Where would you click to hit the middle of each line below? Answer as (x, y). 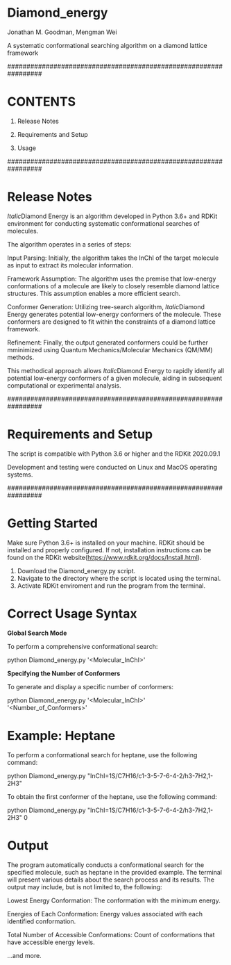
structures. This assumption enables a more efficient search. (94, 293)
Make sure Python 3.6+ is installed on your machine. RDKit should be (106, 543)
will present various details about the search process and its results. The (111, 880)
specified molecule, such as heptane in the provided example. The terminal (114, 872)
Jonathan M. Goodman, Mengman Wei (62, 32)
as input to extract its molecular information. (70, 265)
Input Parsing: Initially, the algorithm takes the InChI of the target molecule (113, 258)
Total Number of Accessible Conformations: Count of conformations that (111, 934)
